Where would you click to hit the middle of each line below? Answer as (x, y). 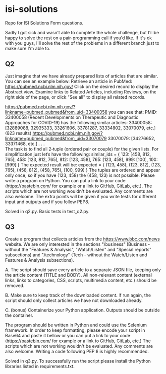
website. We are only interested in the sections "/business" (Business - (78, 244)
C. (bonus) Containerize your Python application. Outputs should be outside (83, 310)
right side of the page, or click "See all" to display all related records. (75, 97)
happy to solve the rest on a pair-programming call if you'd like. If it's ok (79, 38)
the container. (19, 315)
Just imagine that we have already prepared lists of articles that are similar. (82, 76)
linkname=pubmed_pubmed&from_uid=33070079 (56, 138)
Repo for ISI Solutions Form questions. (44, 23)
